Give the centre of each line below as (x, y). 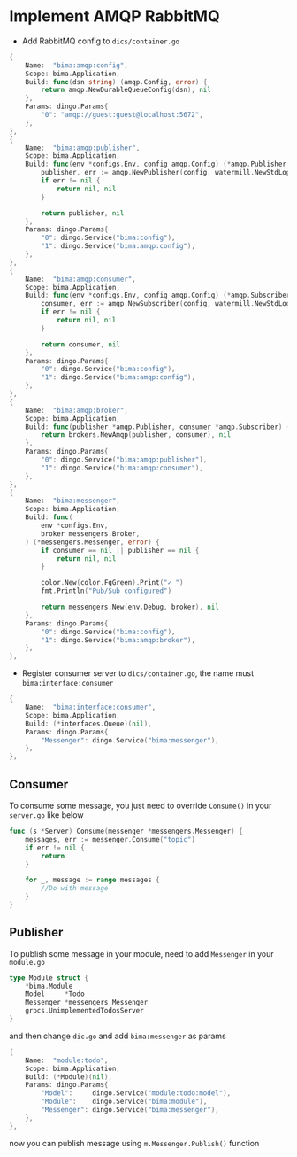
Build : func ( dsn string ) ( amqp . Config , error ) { (116, 82)
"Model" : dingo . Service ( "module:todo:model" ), (136, 1093)
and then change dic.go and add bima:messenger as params (118, 1036)
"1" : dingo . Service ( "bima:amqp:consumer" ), (122, 468)
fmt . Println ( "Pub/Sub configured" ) (107, 591)
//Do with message (75, 889)
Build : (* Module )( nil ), (69, 1077)
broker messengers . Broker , (91, 533)
